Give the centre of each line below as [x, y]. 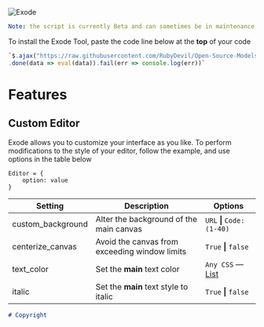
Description [147, 205]
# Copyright [27, 315]
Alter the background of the [147, 219]
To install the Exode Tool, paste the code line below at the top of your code [130, 41]
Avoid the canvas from [137, 242]
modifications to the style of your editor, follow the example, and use [119, 151]
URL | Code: [225, 220]
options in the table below [50, 159]
